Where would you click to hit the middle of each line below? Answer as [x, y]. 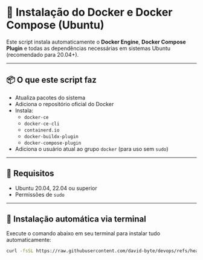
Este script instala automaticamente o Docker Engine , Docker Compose [96, 42]
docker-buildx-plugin [51, 136]
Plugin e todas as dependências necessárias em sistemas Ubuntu [89, 48]
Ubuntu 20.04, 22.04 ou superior [56, 188]
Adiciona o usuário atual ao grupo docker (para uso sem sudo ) [92, 149]
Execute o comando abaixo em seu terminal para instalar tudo [83, 233]
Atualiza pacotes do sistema [50, 97]
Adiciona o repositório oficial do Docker [64, 104]
